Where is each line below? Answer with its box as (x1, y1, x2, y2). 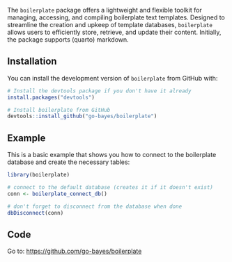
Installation (7, 56, 57, 67)
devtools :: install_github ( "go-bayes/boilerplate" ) (7, 113, 157, 120)
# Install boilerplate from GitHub (7, 106, 111, 113)
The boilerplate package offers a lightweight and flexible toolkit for (7, 6, 202, 14)
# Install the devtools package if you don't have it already (7, 87, 192, 95)
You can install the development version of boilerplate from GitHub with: (7, 74, 218, 82)
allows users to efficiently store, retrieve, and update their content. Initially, (7, 28, 222, 36)
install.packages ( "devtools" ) (7, 94, 95, 101)
